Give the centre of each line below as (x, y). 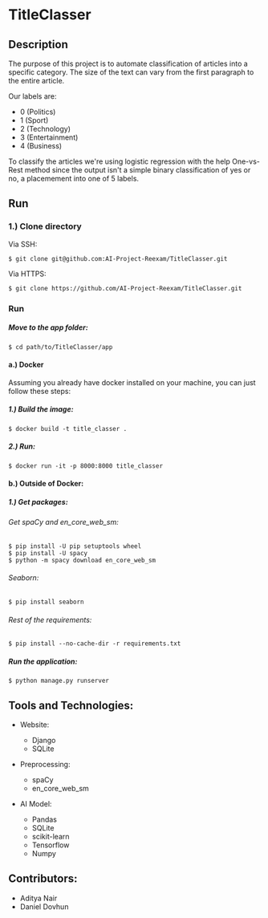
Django (44, 741)
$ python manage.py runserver (59, 681)
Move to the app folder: (48, 327)
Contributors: (43, 879)
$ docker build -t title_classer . (68, 429)
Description (38, 45)
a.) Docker (26, 365)
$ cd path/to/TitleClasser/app (61, 347)
